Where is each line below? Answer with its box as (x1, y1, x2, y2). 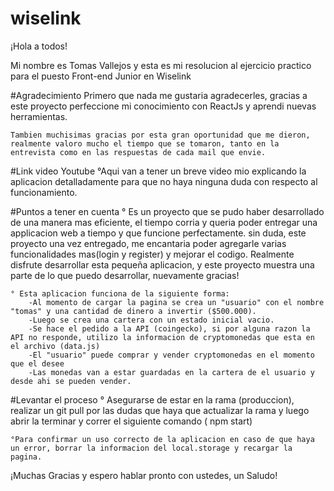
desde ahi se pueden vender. (10, 376, 132, 386)
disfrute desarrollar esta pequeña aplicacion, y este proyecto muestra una (10, 258, 315, 271)
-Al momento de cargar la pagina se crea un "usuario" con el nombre (28, 297, 325, 307)
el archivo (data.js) (10, 341, 101, 351)
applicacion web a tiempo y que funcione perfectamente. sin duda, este (10, 227, 307, 239)
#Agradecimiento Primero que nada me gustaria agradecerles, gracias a (10, 89, 308, 101)
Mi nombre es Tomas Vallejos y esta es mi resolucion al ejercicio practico (10, 59, 312, 71)
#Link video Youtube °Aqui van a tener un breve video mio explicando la (10, 165, 307, 177)
